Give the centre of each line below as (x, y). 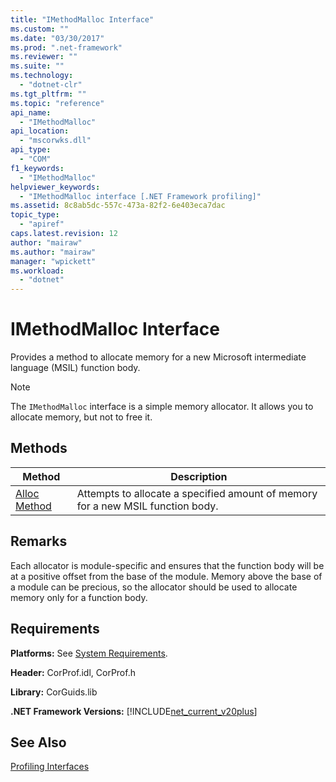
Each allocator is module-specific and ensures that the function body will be (167, 565)
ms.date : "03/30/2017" (57, 38)
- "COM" (35, 159)
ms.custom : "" (40, 29)
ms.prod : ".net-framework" (66, 47)
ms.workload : (37, 271)
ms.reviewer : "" (44, 57)
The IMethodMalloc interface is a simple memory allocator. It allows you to (162, 407)
